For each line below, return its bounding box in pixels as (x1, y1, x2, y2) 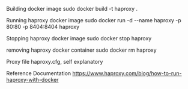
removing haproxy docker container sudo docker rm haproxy (6, 46, 157, 54)
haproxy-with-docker (6, 76, 59, 83)
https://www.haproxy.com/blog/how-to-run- (72, 70, 182, 77)
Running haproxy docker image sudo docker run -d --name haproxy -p (6, 17, 181, 23)
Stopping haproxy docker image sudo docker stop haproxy (6, 35, 152, 41)
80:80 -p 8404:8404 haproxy (6, 23, 80, 30)
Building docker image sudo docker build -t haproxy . (6, 5, 138, 12)
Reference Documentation (6, 70, 71, 77)
